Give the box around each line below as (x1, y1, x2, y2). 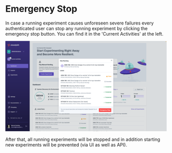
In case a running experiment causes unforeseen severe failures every (5, 20, 154, 26)
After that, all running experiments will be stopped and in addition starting (5, 136, 160, 143)
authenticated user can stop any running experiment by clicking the (5, 25, 148, 31)
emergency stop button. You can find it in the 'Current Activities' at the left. (5, 31, 164, 37)
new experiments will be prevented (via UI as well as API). (5, 142, 127, 148)
